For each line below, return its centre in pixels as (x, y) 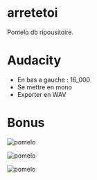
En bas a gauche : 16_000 (54, 80)
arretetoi (33, 13)
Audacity (34, 60)
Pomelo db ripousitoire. (41, 32)
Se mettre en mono (45, 87)
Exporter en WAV (42, 94)
